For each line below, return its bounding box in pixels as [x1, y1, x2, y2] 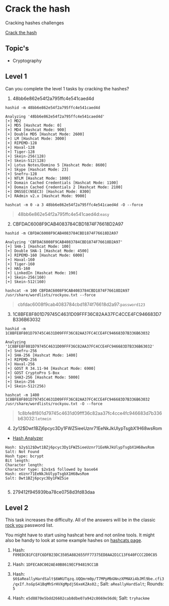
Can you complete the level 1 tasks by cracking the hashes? [5, 85, 130, 91]
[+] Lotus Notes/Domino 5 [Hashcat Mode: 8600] [5, 162, 107, 168]
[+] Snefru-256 [5, 348, 37, 353]
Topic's [5, 44, 29, 53]
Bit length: [5, 458, 30, 463]
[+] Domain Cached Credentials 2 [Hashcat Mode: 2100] [5, 185, 123, 190]
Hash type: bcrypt [5, 454, 44, 459]
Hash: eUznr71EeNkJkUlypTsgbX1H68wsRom [5, 471, 89, 476]
